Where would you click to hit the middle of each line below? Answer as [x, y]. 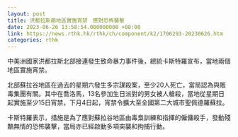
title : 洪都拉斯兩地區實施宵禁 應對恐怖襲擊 [66, 20]
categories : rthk [33, 40]
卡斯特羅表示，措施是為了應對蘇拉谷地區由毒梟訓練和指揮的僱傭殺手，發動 [116, 118]
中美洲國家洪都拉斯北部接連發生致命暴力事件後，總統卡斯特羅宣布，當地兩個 [119, 61]
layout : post [27, 14]
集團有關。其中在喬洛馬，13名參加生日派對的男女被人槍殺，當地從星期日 [119, 94]
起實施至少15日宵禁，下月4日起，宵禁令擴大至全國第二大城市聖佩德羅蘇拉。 [118, 102]
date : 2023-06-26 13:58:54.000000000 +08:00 [74, 27]
